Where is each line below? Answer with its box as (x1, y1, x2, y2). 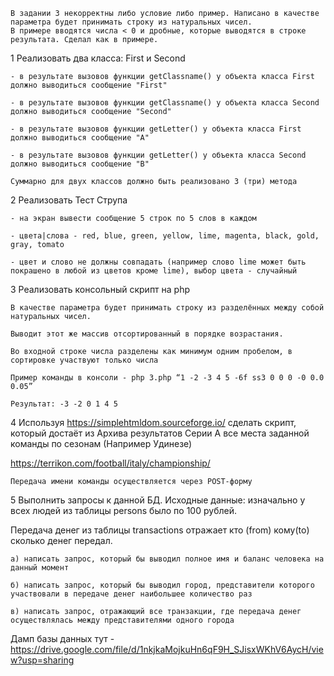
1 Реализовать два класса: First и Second (10, 52, 186, 64)
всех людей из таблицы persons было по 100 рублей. (10, 505, 237, 516)
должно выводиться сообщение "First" (10, 80, 168, 90)
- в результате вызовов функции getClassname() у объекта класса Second (10, 98, 320, 108)
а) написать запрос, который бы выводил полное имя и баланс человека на (10, 554, 325, 564)
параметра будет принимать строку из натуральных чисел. (10, 17, 253, 27)
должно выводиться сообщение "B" (10, 159, 150, 169)
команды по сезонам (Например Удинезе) (10, 438, 193, 449)
